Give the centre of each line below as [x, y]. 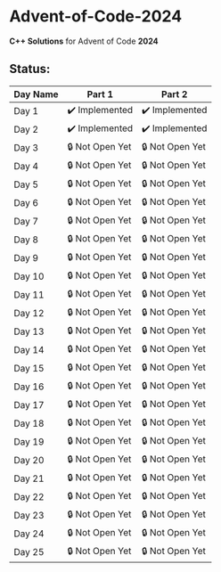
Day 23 [29, 516]
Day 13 [29, 331]
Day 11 [29, 295]
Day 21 [29, 478]
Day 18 [29, 423]
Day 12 [29, 314]
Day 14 [29, 350]
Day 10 [29, 276]
